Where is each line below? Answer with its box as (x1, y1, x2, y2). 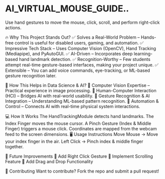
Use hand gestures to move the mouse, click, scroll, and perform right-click (5, 19, 160, 25)
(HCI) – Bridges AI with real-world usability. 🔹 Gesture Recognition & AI (5, 93, 150, 99)
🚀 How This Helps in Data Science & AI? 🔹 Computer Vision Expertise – (5, 82, 150, 88)
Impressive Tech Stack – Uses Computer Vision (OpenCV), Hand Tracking (5, 45, 157, 51)
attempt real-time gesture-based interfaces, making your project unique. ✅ (5, 61, 159, 67)
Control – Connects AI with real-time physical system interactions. (5, 103, 141, 109)
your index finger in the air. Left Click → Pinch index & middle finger (5, 138, 143, 144)
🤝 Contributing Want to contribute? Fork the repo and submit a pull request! (5, 168, 160, 174)
